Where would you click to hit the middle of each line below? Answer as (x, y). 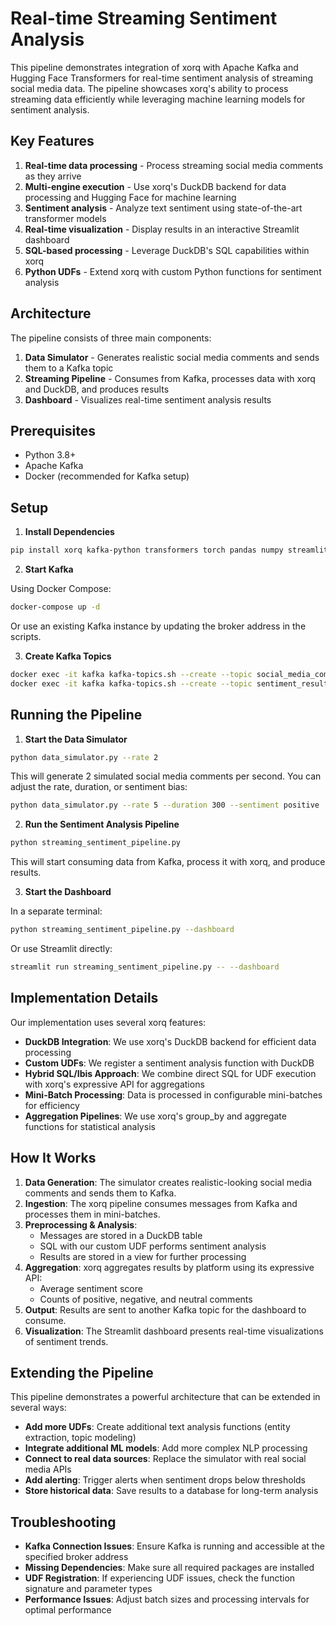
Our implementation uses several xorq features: (108, 1022)
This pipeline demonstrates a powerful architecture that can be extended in (165, 1397)
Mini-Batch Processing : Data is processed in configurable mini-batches (173, 1094)
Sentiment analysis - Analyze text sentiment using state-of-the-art (163, 208)
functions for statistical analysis (90, 1126)
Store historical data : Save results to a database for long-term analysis (171, 1491)
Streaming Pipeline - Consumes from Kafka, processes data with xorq (170, 378)
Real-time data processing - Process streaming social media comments (174, 165)
